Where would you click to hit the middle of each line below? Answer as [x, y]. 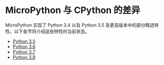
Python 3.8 [24, 57]
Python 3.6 [24, 46]
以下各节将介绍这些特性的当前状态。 [52, 31]
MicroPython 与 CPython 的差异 [73, 10]
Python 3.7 [24, 52]
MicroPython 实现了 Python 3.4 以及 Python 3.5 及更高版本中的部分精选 [80, 25]
